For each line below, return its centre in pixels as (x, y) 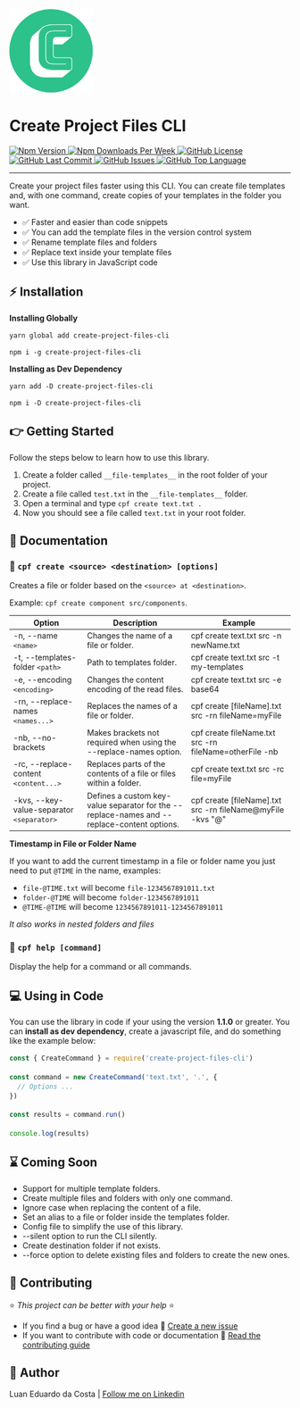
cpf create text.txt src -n (236, 636)
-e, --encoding (42, 679)
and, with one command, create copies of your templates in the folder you (146, 195)
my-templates (217, 667)
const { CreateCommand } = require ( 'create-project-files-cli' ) (131, 1058)
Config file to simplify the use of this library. (103, 1226)
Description (135, 622)
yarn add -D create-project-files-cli (81, 386)
